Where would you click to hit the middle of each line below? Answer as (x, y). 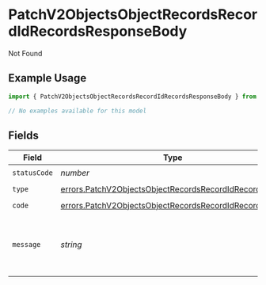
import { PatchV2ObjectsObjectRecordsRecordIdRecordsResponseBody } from (133, 97)
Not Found (25, 53)
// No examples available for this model (78, 111)
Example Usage (47, 78)
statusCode (32, 173)
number (75, 173)
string (71, 245)
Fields (24, 135)
